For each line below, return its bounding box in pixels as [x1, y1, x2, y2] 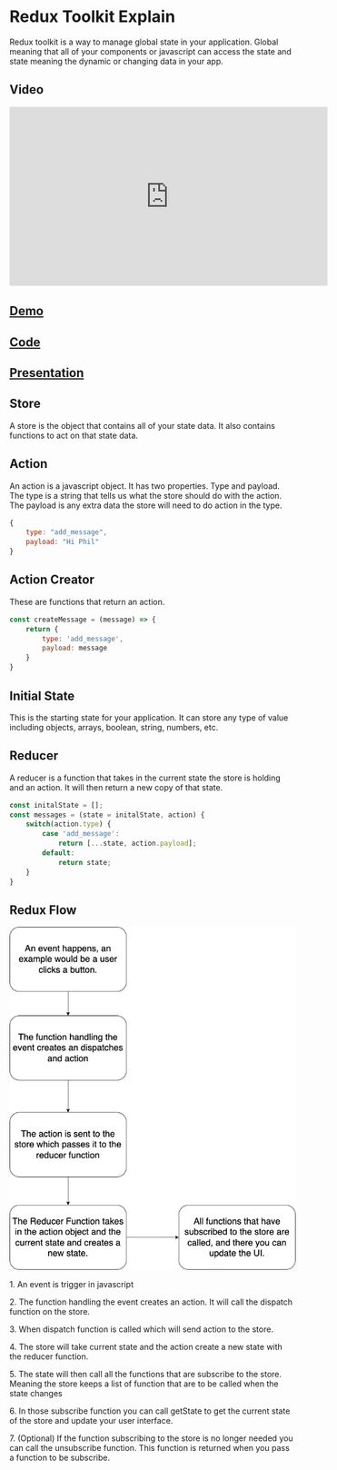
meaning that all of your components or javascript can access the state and [9, 45, 292, 56]
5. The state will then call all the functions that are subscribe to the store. [9, 1368, 282, 1379]
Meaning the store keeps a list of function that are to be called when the [9, 1378, 279, 1389]
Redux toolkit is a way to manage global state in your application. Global [9, 36, 279, 47]
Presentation [9, 365, 84, 381]
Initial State [9, 688, 75, 703]
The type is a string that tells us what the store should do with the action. [9, 490, 282, 501]
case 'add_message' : [42, 829, 120, 839]
